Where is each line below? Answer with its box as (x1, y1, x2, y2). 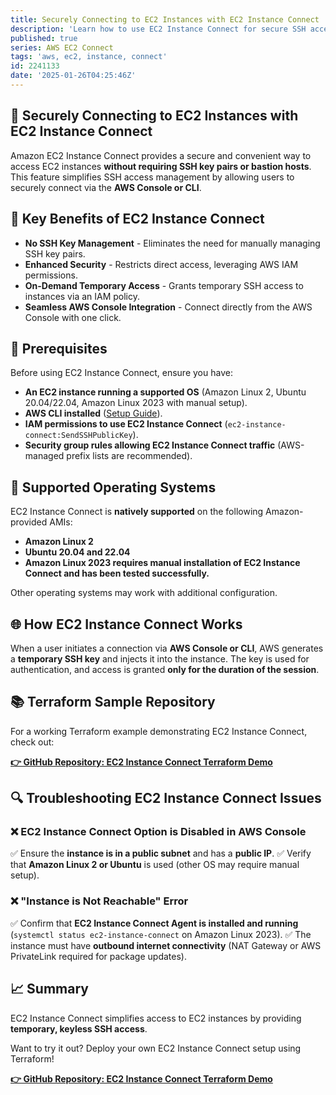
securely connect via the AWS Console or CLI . (10, 181, 202, 193)
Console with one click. (24, 311, 122, 323)
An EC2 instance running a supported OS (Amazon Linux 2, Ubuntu (24, 386, 307, 398)
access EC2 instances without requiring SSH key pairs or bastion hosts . (10, 160, 312, 172)
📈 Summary (10, 981, 89, 998)
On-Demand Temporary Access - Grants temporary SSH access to (24, 279, 304, 291)
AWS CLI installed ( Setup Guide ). (24, 407, 163, 420)
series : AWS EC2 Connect (10, 42, 114, 53)
